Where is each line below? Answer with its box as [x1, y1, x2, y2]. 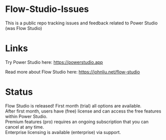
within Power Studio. [5, 113, 48, 119]
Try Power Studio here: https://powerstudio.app [5, 59, 103, 65]
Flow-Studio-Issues [5, 3, 89, 15]
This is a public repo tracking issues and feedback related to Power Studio [5, 20, 158, 26]
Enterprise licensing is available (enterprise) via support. [5, 129, 121, 135]
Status [5, 86, 33, 98]
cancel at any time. [5, 124, 44, 130]
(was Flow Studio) [5, 25, 42, 31]
